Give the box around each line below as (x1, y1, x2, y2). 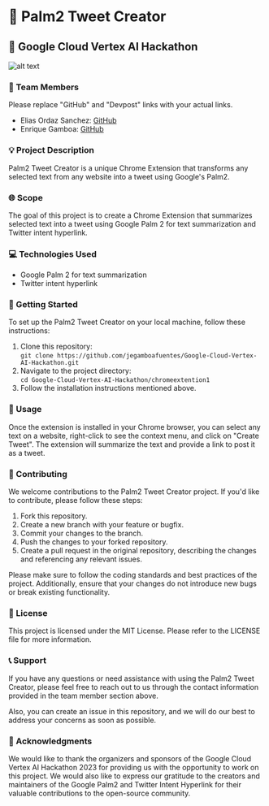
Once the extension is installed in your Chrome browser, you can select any (8, 422, 262, 431)
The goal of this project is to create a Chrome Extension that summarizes (8, 210, 253, 220)
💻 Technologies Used (8, 248, 98, 259)
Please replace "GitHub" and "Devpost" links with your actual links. (8, 100, 233, 110)
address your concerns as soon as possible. (8, 715, 157, 725)
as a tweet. (8, 448, 46, 457)
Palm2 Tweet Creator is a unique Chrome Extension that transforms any (8, 162, 249, 173)
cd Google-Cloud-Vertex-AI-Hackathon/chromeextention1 (20, 376, 210, 384)
